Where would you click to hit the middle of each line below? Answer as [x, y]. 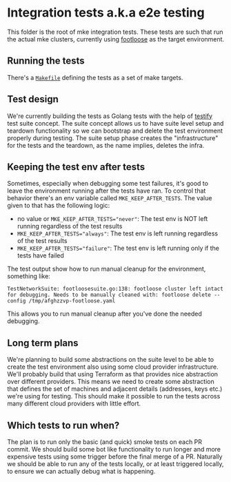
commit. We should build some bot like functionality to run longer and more [114, 449]
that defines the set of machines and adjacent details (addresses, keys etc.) [115, 389]
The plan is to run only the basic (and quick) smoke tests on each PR [104, 442]
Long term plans [43, 343]
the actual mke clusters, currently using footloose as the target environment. [116, 39]
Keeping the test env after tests [76, 167]
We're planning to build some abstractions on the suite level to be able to [111, 360]
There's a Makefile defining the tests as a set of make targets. [95, 77]
